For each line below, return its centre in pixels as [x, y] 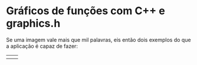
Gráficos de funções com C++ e [86, 11]
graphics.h [33, 23]
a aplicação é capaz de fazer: [42, 46]
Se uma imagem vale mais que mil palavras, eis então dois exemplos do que [98, 40]
